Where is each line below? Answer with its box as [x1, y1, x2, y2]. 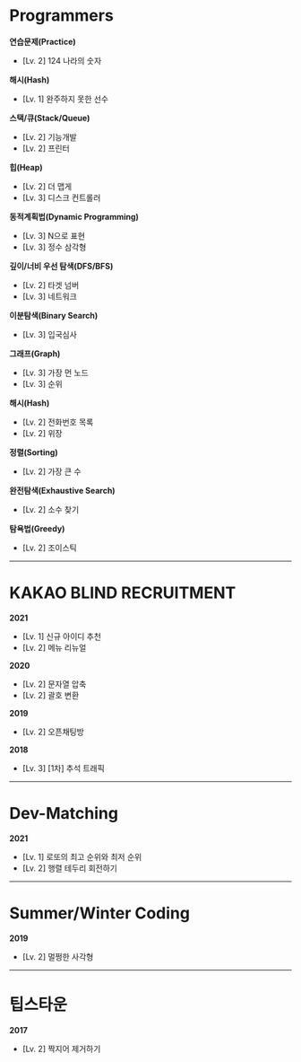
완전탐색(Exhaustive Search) [9, 485, 116, 496]
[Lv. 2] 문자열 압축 [21, 679, 87, 689]
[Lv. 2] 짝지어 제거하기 [21, 1043, 101, 1054]
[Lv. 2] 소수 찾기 [21, 504, 80, 514]
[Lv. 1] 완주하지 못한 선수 [21, 93, 109, 104]
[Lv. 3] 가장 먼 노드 [21, 367, 90, 378]
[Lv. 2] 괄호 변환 [21, 689, 80, 700]
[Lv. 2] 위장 [21, 427, 63, 438]
